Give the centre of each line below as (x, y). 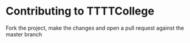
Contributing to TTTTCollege (80, 11)
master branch (24, 34)
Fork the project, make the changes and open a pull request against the (95, 28)
